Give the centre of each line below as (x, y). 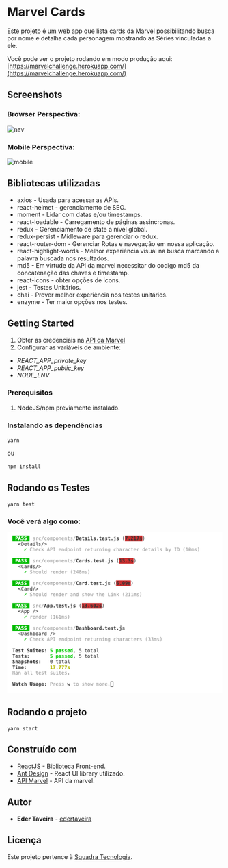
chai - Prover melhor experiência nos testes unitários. (92, 295)
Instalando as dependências (55, 425)
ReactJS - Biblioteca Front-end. (61, 766)
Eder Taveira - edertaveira (54, 819)
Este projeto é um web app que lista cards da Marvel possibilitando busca (111, 31)
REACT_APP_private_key (52, 360)
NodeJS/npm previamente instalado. (69, 408)
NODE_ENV (33, 375)
